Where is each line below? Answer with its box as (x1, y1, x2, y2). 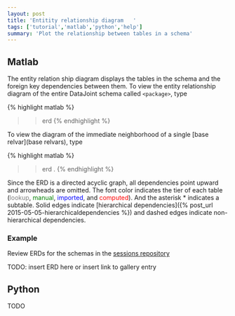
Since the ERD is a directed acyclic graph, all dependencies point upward (7, 178, 219, 187)
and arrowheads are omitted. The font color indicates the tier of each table (7, 186, 223, 195)
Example (7, 233, 38, 243)
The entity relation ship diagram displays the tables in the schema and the (7, 74, 221, 83)
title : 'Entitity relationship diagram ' (7, 17, 137, 24)
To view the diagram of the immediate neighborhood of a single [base (7, 131, 209, 139)
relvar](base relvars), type (7, 138, 83, 146)
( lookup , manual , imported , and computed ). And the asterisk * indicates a (7, 194, 220, 202)
